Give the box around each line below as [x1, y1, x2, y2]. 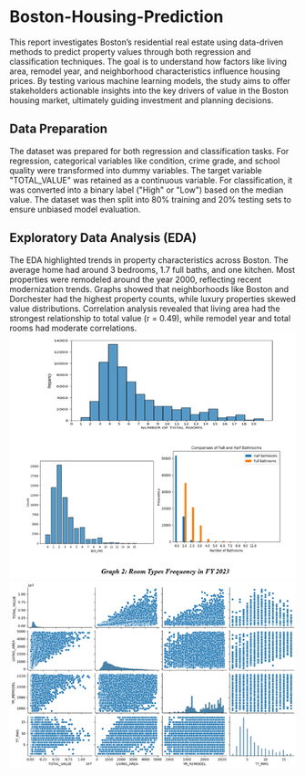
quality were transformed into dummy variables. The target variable [9, 164, 262, 175]
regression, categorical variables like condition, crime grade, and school [9, 155, 280, 166]
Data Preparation [9, 121, 107, 137]
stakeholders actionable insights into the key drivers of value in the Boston [9, 85, 290, 96]
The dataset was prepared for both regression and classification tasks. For [9, 145, 290, 156]
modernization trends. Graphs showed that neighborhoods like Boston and [9, 283, 290, 294]
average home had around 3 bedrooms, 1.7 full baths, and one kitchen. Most [9, 264, 296, 275]
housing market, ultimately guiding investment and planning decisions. [9, 94, 274, 106]
